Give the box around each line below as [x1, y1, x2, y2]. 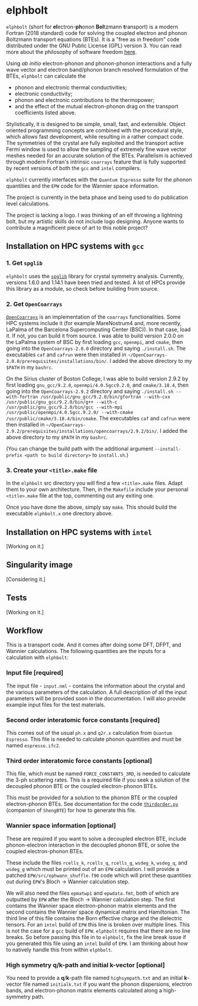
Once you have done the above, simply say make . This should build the [6, 504, 177, 511]
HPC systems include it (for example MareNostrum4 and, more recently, [6, 319, 182, 326]
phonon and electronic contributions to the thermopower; [14, 96, 155, 104]
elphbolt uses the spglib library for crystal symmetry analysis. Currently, [6, 272, 184, 279]
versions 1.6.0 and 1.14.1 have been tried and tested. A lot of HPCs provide [6, 279, 186, 286]
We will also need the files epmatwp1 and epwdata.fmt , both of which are [6, 889, 179, 896]
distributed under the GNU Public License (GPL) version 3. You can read [6, 42, 182, 49]
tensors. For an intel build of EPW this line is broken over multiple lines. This [6, 921, 190, 928]
